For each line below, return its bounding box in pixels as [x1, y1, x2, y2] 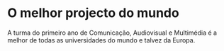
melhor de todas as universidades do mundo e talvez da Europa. [7, 35, 196, 44]
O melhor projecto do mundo [7, 5, 179, 21]
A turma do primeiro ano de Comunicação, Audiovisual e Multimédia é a [7, 28, 218, 37]
